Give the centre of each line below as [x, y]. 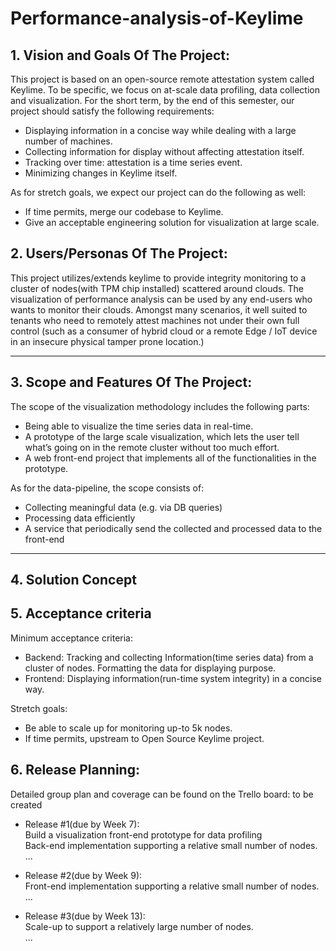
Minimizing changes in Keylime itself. [101, 173]
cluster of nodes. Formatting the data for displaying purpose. [150, 668]
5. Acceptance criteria [81, 613]
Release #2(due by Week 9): [83, 875]
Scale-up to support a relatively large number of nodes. [139, 926]
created [26, 804]
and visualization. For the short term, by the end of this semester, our [152, 100]
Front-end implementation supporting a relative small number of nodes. [172, 886]
